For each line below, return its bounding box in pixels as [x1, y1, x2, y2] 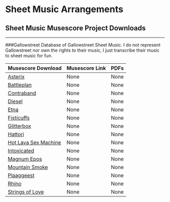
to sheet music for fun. [5, 53, 53, 59]
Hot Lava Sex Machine [8, 139, 61, 146]
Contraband [8, 90, 36, 97]
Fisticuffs [8, 114, 30, 121]
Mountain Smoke [8, 164, 48, 171]
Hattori [8, 131, 24, 138]
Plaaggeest [8, 172, 35, 179]
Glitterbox [8, 123, 31, 130]
